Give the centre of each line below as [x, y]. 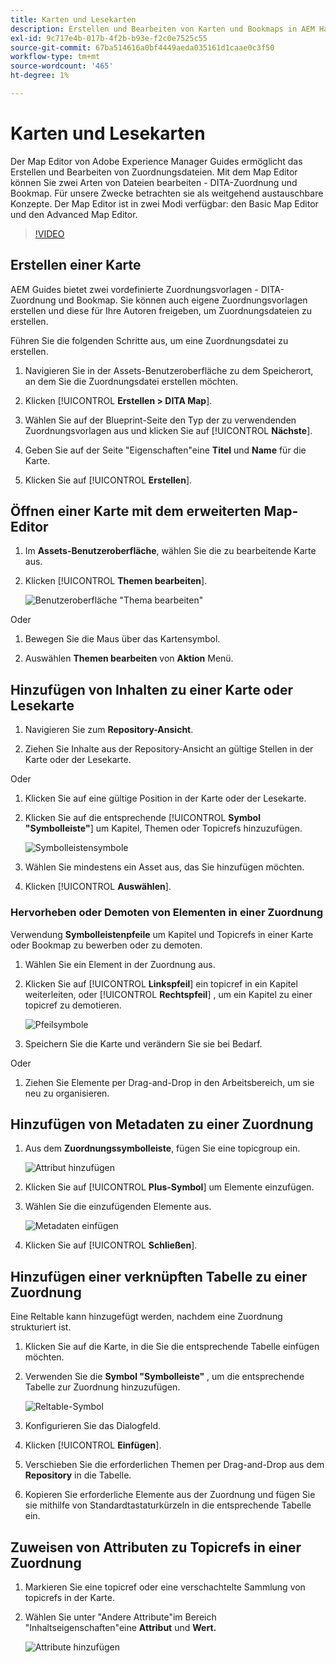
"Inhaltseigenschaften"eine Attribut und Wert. [120, 1627]
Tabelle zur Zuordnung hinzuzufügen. [102, 1387]
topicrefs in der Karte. [69, 1597]
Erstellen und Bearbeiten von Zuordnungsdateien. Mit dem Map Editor [154, 172]
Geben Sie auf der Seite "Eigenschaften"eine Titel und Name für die [165, 450]
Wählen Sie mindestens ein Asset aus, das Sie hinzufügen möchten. [164, 867]
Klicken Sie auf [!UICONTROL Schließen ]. [111, 1245]
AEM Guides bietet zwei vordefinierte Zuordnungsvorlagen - [134, 289]
